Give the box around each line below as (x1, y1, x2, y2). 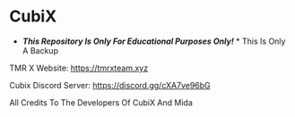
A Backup (22, 45, 58, 55)
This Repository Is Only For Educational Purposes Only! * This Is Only (22, 36, 286, 46)
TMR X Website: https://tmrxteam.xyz (9, 63, 149, 73)
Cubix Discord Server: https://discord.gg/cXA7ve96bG (9, 79, 211, 90)
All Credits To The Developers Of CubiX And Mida (9, 96, 193, 108)
